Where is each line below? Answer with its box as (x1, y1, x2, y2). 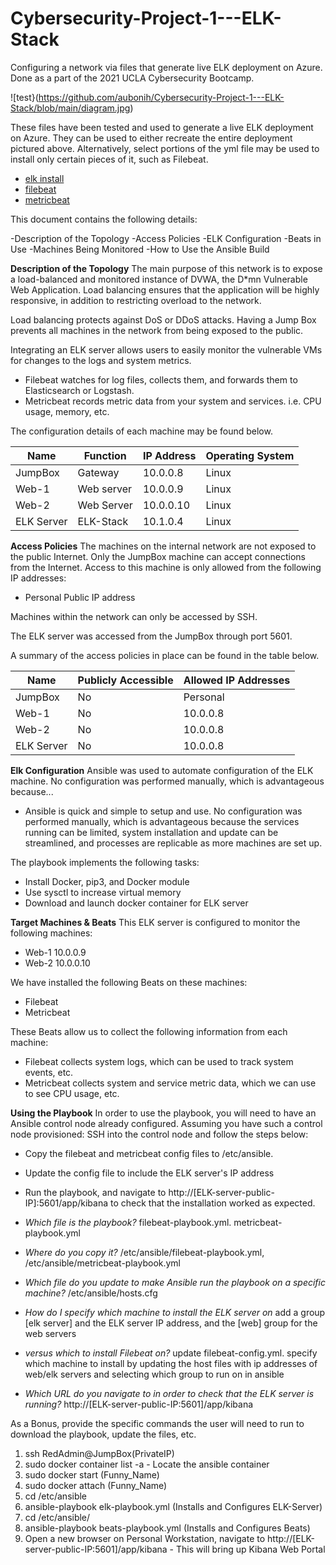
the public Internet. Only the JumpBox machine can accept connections (10, 550, 306, 562)
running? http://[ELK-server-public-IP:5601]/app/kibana (24, 1398, 254, 1410)
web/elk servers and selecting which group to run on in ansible (24, 1368, 285, 1380)
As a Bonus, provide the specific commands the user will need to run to (10, 1417, 305, 1429)
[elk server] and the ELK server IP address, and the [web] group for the (24, 1317, 318, 1329)
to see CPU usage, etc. (24, 1087, 120, 1099)
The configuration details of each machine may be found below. (10, 425, 273, 437)
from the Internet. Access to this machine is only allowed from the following (10, 561, 322, 573)
